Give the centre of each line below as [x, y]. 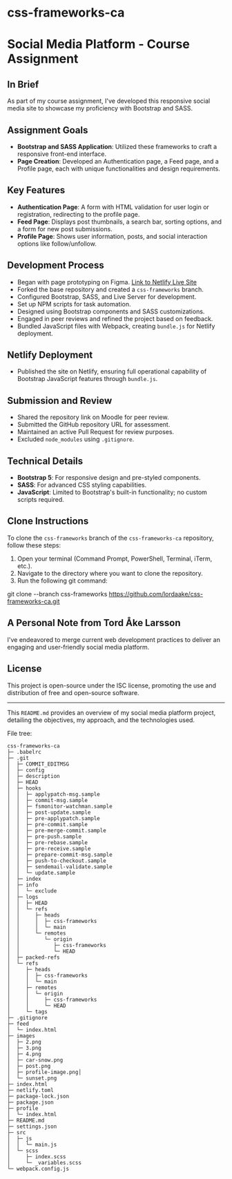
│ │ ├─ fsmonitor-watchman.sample [60, 806]
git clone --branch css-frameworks [57, 594]
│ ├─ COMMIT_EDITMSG [38, 764]
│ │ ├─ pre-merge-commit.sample [57, 830]
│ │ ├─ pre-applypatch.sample [54, 818]
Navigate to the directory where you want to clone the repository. [110, 573]
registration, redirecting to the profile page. [78, 214]
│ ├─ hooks [24, 788]
